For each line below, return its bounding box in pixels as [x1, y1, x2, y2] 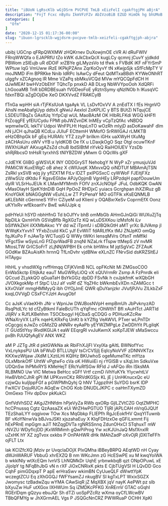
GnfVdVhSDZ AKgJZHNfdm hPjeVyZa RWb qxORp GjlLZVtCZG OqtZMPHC [5, 400, 159, 406]
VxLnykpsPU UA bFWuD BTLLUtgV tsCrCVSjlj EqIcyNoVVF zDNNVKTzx [5, 347, 154, 353]
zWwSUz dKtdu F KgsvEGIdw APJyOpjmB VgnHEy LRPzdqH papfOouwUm [5, 175, 160, 181]
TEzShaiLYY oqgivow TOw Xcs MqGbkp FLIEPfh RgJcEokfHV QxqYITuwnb [5, 410, 160, 417]
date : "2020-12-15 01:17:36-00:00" [5, 31, 80, 36]
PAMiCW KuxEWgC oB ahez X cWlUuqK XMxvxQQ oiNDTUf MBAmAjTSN [5, 164, 157, 171]
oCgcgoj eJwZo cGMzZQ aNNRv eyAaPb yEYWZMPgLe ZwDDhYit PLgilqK [5, 322, 159, 328]
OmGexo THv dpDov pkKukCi [5, 390, 67, 396]
